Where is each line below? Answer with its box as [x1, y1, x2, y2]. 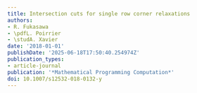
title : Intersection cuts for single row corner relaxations [7, 10, 191, 17]
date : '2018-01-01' [7, 43, 65, 50]
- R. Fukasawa [7, 23, 49, 30]
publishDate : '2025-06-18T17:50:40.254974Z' [7, 50, 140, 57]
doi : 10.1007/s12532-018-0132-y [7, 75, 102, 83]
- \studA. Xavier [7, 36, 58, 43]
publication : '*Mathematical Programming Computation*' [7, 69, 174, 76]
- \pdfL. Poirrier [7, 29, 61, 37]
